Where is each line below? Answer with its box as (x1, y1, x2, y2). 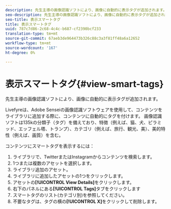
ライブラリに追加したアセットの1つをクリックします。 (12, 173, 126, 179)
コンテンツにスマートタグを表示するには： (5, 143, 95, 149)
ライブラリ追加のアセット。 (12, 167, 71, 173)
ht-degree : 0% (5, 50, 36, 55)
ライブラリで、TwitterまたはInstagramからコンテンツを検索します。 (12, 154, 155, 160)
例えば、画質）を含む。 (14, 132, 64, 138)
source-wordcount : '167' (5, 45, 58, 50)
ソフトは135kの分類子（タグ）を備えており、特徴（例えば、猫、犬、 (5, 119, 149, 125)
